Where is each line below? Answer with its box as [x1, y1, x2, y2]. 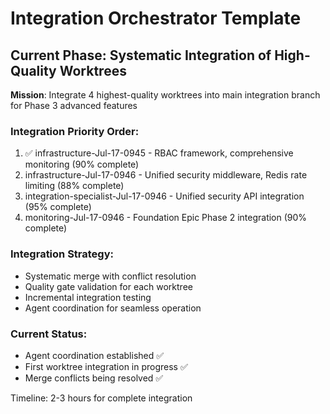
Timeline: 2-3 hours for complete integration [10, 392, 193, 404]
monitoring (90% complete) [24, 158, 140, 171]
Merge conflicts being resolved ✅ [24, 372, 164, 384]
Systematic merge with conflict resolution [24, 270, 197, 282]
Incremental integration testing [24, 291, 152, 303]
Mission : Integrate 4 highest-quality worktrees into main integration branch [10, 89, 321, 101]
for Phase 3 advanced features [10, 100, 138, 111]
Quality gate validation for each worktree [24, 280, 193, 292]
